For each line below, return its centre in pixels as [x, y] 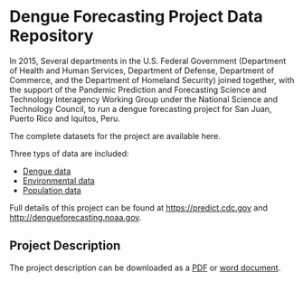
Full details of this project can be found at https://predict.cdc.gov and [139, 207]
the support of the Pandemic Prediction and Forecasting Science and [138, 89]
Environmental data [58, 180]
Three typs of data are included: [69, 153]
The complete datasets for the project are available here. [115, 136]
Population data [52, 190]
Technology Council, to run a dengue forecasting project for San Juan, [141, 108]
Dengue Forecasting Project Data [137, 17]
